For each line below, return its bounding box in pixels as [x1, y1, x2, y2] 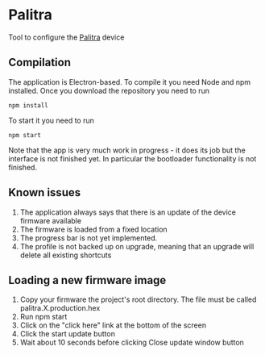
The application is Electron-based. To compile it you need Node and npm [8, 77, 251, 86]
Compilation [8, 56, 71, 69]
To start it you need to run [8, 115, 94, 125]
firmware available [19, 215, 82, 225]
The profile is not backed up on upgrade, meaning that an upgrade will [19, 241, 255, 251]
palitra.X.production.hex [19, 303, 101, 313]
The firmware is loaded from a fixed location [19, 224, 168, 234]
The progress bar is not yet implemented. [19, 232, 158, 243]
